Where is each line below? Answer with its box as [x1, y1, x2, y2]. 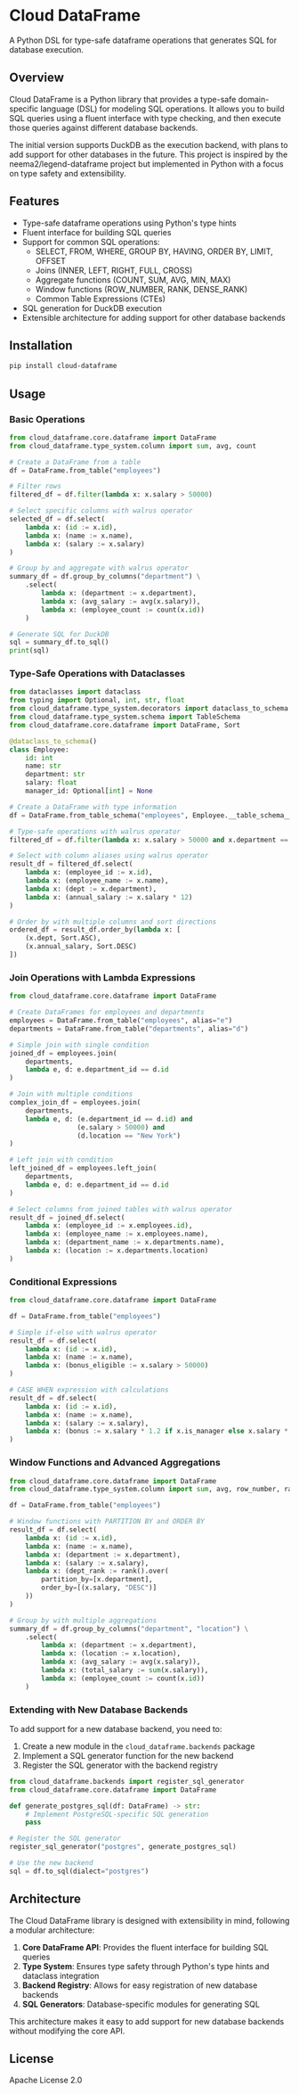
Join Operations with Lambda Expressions [9, 971, 196, 983]
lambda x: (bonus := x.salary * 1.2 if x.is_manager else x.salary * [25, 1427, 289, 1436]
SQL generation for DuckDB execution [21, 302, 163, 313]
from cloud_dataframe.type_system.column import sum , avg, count [9, 441, 256, 450]
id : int [25, 753, 53, 762]
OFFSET [35, 255, 67, 266]
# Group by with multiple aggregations [9, 1615, 158, 1625]
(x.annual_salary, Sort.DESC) [25, 942, 138, 951]
